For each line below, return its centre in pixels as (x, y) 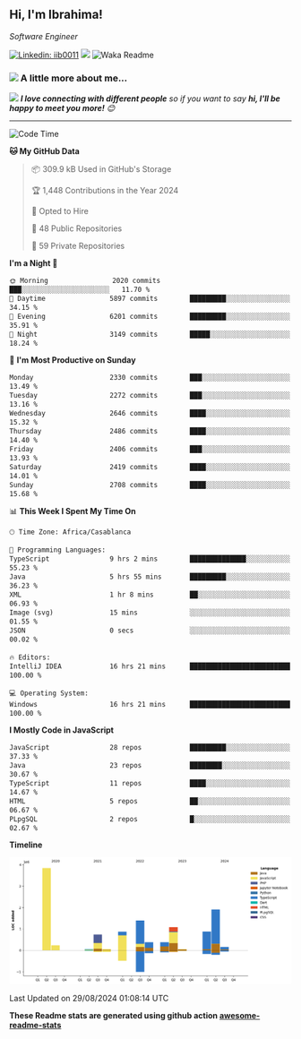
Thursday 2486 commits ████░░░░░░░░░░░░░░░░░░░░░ (150, 432)
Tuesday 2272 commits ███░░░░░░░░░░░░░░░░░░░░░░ (150, 396)
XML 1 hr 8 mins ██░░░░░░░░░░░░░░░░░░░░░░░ (150, 595)
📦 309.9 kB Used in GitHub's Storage (101, 169)
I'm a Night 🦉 (34, 263)
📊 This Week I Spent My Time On (73, 511)
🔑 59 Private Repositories (78, 246)
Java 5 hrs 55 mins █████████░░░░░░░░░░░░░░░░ (150, 577)
